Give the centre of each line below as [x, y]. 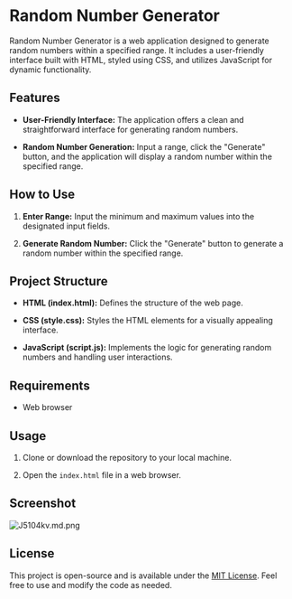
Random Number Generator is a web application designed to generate [139, 41]
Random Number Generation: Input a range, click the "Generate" [144, 146]
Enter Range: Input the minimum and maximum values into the [138, 216]
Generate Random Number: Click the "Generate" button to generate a [153, 243]
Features [35, 98]
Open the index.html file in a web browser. [102, 475]
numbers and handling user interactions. [97, 357]
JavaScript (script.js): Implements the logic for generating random [147, 348]
